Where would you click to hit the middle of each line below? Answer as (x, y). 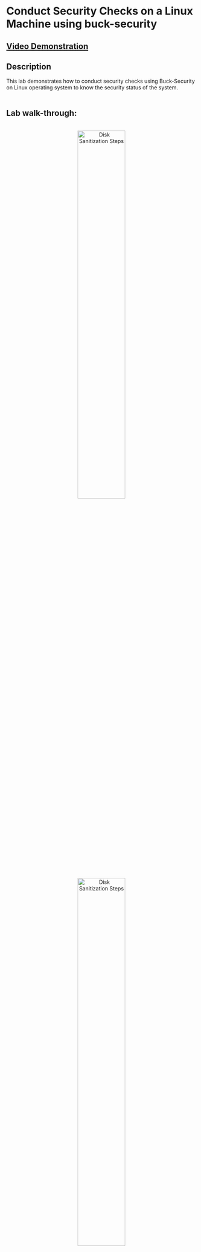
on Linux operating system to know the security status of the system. (92, 88)
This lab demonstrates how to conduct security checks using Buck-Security (101, 81)
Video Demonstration (47, 46)
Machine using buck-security (82, 24)
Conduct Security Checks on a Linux (100, 11)
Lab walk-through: (42, 113)
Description (29, 67)
